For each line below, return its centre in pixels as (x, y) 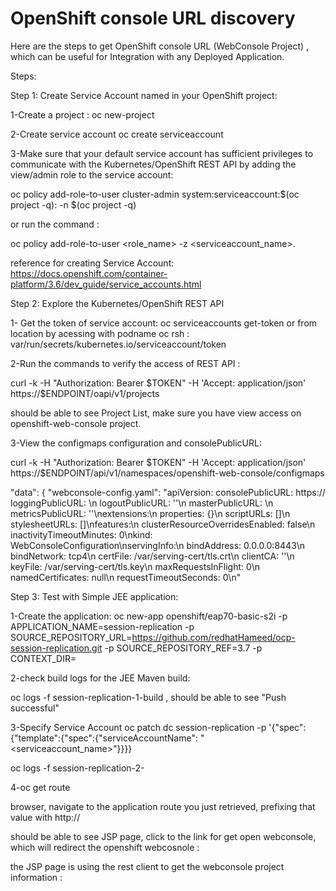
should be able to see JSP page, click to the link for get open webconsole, (163, 836)
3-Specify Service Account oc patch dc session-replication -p (138, 727)
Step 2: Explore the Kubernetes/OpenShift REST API (117, 303)
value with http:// (45, 817)
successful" (35, 708)
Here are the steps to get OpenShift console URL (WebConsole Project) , (160, 46)
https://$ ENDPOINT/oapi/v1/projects (85, 393)
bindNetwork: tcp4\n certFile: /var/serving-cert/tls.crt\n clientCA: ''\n (152, 556)
